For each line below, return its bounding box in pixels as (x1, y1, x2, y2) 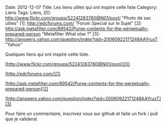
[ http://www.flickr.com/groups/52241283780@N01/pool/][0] (5, 61, 130, 67)
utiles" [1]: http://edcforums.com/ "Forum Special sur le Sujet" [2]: (5, 20, 142, 26)
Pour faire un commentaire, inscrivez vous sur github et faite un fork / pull (5, 110, 158, 116)
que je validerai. (5, 116, 39, 122)
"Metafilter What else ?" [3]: (42, 31, 100, 37)
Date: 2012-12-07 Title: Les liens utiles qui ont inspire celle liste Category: (5, 5, 157, 10)
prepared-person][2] (5, 86, 49, 92)
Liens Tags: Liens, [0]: (5, 10, 51, 16)
